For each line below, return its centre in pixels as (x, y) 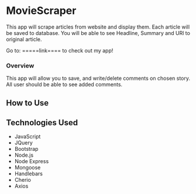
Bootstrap (26, 149)
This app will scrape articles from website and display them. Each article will (98, 27)
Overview (20, 65)
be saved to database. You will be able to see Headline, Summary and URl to (98, 33)
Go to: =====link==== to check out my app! (60, 50)
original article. (24, 39)
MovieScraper (41, 11)
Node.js (24, 155)
